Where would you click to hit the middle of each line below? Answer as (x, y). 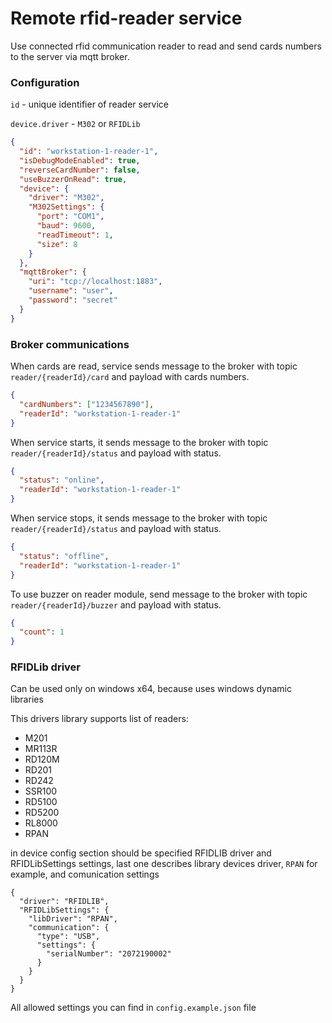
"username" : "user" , (71, 291)
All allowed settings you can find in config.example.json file (133, 1008)
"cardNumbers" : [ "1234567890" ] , (87, 404)
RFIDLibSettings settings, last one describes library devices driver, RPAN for (164, 864)
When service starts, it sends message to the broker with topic (139, 442)
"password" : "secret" (73, 300)
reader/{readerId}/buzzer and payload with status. (116, 604)
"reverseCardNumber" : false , (80, 170)
